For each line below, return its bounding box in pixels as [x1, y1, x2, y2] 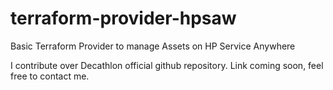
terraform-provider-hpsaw [10, 7, 237, 30]
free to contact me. [10, 70, 90, 82]
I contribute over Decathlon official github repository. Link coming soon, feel [10, 59, 324, 71]
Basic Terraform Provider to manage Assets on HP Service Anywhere [10, 40, 296, 52]
